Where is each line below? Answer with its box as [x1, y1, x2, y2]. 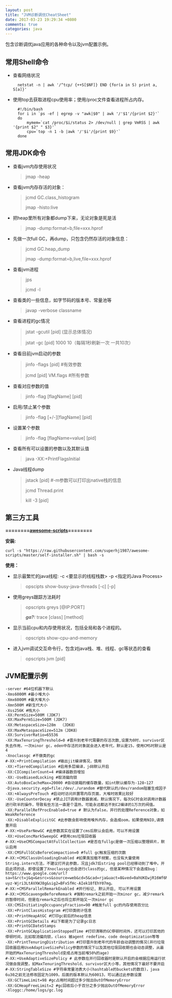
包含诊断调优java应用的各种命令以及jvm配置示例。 [5, 41, 112, 48]
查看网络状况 [12, 72, 40, 78]
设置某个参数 [12, 424, 40, 430]
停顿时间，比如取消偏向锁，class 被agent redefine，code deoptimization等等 [5, 935, 160, 940]
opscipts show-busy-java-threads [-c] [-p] [25, 583, 116, 589]
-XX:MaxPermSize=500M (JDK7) [5, 717, 68, 722]
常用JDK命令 [5, 149, 46, 158]
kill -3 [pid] [25, 497, 49, 503]
